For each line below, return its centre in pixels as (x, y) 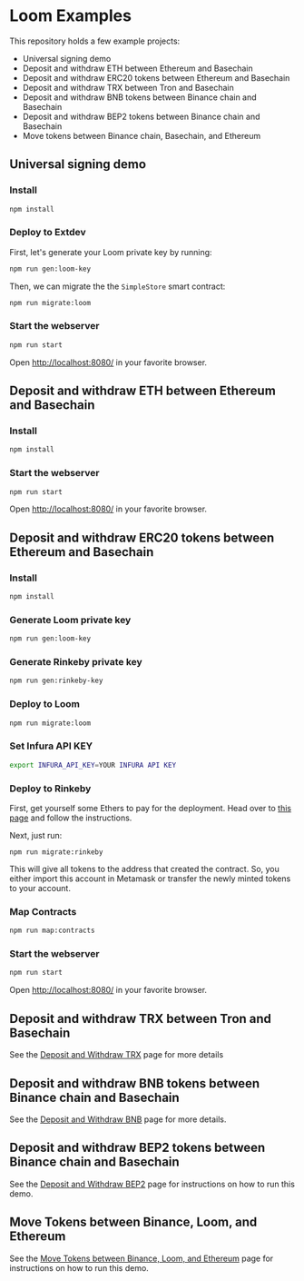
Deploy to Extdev (48, 233)
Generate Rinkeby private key (76, 662)
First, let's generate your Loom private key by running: (111, 252)
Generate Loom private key (70, 620)
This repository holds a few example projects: (95, 41)
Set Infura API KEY (51, 746)
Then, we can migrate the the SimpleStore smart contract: (118, 286)
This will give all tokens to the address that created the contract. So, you (144, 869)
